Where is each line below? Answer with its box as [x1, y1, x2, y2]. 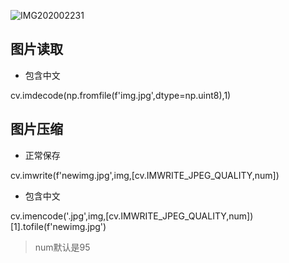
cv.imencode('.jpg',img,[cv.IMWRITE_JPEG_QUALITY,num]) [10, 210, 254, 222]
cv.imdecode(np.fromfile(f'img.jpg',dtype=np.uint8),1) [10, 89, 232, 101]
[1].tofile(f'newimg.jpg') [10, 220, 107, 232]
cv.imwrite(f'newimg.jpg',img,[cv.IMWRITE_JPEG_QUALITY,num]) [10, 169, 280, 181]
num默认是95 [34, 241, 91, 253]
